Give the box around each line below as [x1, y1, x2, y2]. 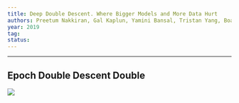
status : [7, 37, 31, 44]
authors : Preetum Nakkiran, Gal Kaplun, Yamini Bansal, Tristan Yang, [7, 17, 221, 24]
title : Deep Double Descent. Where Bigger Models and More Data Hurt [7, 10, 218, 18]
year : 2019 [7, 23, 40, 30]
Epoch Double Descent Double [7, 69, 146, 81]
